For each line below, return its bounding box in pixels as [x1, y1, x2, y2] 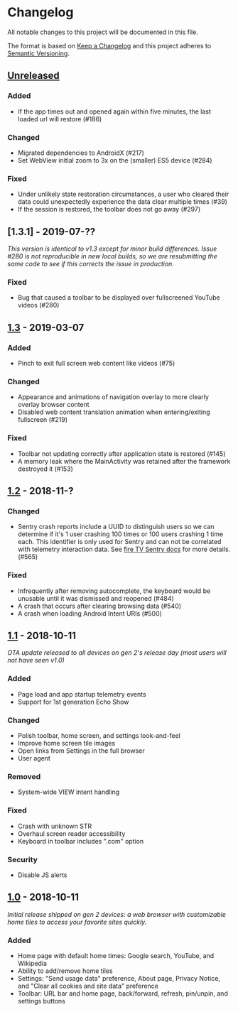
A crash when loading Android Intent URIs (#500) [17, 609, 162, 618]
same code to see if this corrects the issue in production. [7, 260, 174, 268]
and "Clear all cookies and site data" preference [17, 981, 158, 990]
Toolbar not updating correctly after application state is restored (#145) [17, 449, 226, 458]
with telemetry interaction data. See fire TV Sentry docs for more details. [17, 545, 231, 554]
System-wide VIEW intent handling [17, 788, 120, 796]
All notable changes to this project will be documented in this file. [7, 28, 199, 36]
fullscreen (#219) [17, 415, 67, 424]
